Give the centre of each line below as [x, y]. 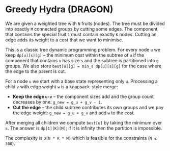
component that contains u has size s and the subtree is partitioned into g [82, 60]
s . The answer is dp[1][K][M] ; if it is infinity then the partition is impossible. [84, 128]
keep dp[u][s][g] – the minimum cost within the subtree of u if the [75, 55]
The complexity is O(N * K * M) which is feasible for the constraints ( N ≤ [81, 138]
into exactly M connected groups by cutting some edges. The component [81, 29]
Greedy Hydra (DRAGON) [59, 9]
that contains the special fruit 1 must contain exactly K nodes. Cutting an [81, 34]
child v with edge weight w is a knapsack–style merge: [62, 86]
